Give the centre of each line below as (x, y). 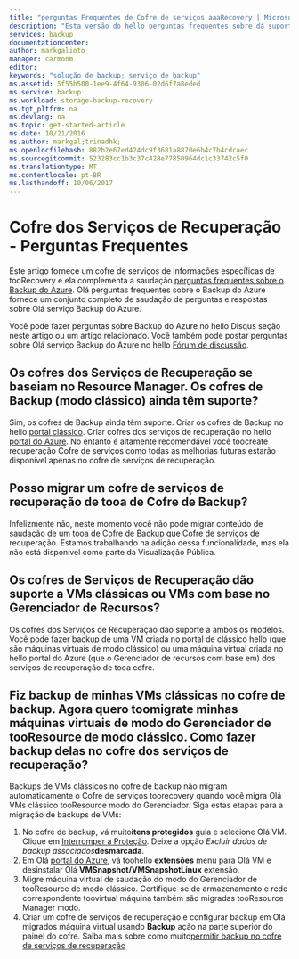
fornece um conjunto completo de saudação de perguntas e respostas (138, 299)
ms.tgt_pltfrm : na (43, 109)
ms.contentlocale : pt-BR (55, 175)
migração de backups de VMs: (65, 815)
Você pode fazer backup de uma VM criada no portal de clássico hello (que (148, 639)
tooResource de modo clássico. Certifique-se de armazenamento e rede (155, 889)
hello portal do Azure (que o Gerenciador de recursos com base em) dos (142, 658)
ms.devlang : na (37, 117)
